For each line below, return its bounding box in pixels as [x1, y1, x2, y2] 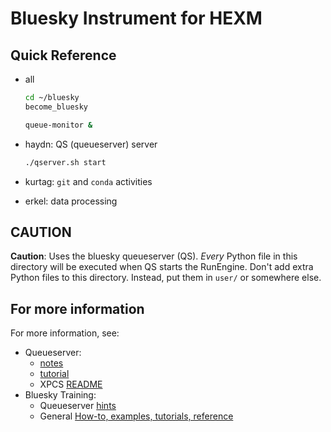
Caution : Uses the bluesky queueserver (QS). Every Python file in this [10, 250, 298, 262]
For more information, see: [10, 327, 120, 339]
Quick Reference [10, 47, 117, 64]
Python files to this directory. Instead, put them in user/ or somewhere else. [10, 272, 322, 284]
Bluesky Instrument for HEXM [10, 7, 263, 30]
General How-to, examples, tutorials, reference [39, 410, 234, 422]
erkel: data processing [24, 195, 118, 207]
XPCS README [39, 378, 103, 391]
